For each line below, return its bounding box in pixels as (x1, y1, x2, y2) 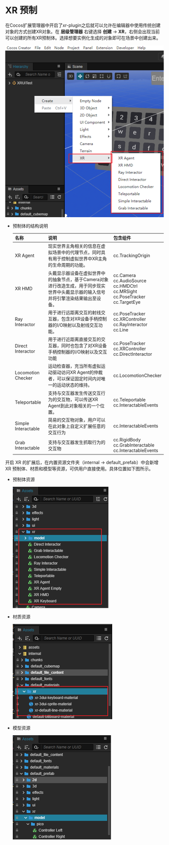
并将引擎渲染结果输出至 (48, 295, 97, 301)
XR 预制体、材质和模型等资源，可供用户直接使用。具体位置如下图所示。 (5, 466, 153, 472)
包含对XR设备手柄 (61, 315, 98, 321)
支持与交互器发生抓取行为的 (48, 439, 106, 445)
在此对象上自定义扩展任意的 (48, 423, 106, 429)
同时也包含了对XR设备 (61, 343, 107, 349)
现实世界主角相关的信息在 (48, 243, 102, 249)
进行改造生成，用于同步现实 (48, 283, 106, 289)
